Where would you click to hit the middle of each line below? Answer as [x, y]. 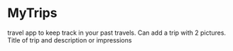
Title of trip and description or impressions [70, 40]
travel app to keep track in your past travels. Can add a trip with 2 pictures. [116, 33]
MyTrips [32, 13]
